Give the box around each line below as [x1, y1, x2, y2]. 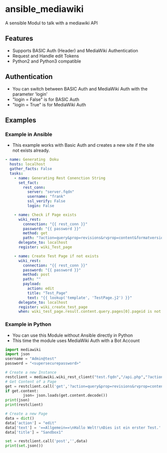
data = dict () [5, 416, 35, 421]
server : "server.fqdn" [27, 189, 75, 194]
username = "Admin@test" [5, 357, 57, 362]
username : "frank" [27, 194, 66, 199]
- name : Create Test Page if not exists [14, 254, 99, 259]
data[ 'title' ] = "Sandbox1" [5, 430, 64, 435]
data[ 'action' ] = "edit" [5, 420, 57, 426]
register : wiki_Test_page [18, 245, 72, 250]
